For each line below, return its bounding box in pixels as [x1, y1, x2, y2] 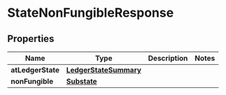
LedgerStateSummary [66, 65, 142, 75]
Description [148, 54, 188, 63]
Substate [66, 77, 97, 86]
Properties [7, 33, 55, 45]
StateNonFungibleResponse [7, 5, 174, 21]
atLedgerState [10, 65, 59, 75]
